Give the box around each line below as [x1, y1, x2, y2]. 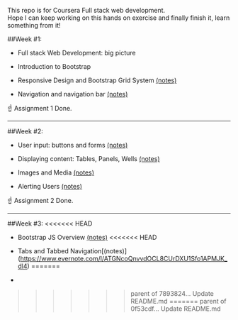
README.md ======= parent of [130, 297, 227, 305]
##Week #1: [7, 35, 42, 43]
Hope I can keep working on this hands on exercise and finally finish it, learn [7, 13, 230, 22]
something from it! [7, 21, 62, 29]
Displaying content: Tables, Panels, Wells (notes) [17, 155, 161, 162]
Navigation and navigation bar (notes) [17, 90, 128, 98]
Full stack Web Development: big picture [17, 49, 136, 57]
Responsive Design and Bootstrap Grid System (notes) [17, 76, 177, 84]
